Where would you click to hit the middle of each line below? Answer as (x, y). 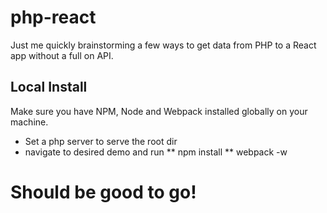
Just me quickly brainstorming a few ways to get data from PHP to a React (163, 45)
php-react (53, 17)
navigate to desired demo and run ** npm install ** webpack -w (156, 152)
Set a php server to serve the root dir (101, 141)
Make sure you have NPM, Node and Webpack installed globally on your (159, 111)
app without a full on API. (62, 55)
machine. (29, 122)
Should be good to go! (103, 192)
